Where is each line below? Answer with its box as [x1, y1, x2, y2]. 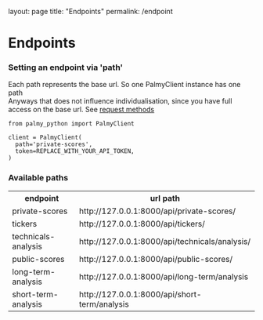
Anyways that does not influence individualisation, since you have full [8, 96, 232, 106]
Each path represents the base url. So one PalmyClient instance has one [8, 80, 241, 89]
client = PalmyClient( [8, 133, 82, 142]
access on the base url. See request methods [8, 105, 155, 115]
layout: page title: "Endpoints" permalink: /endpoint [8, 7, 174, 16]
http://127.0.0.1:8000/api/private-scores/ [79, 205, 236, 216]
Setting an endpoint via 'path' [8, 62, 124, 73]
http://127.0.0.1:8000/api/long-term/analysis [79, 271, 249, 282]
